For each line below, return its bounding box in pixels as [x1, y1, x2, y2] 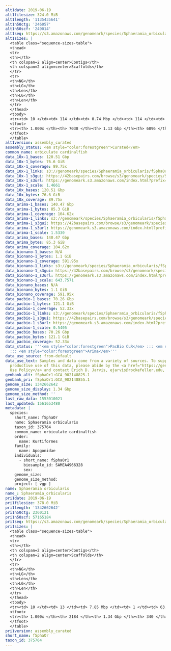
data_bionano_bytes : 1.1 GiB [5, 287, 67, 292]
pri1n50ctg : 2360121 [5, 510, 49, 515]
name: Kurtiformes [18, 439, 58, 444]
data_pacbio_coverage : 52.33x [5, 340, 70, 345]
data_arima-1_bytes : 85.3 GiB [5, 206, 70, 212]
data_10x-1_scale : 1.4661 [5, 183, 60, 188]
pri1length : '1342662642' [5, 505, 60, 510]
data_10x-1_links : [5, 169, 44, 174]
